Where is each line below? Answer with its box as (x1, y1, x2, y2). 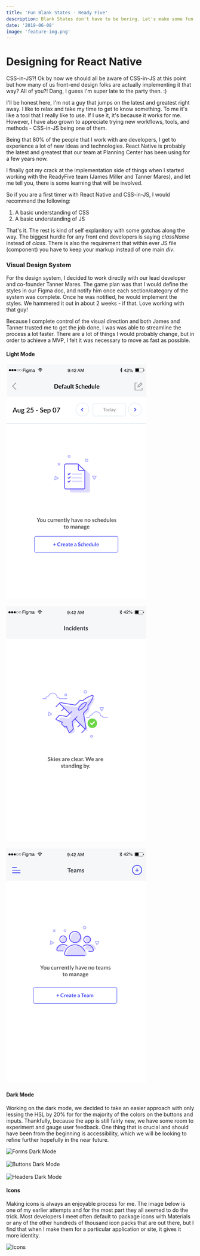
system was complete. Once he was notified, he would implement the (6, 294, 177, 301)
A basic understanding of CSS (14, 209, 90, 216)
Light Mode (6, 350, 35, 358)
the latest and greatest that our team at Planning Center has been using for (6, 149, 190, 156)
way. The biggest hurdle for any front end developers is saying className (6, 233, 190, 240)
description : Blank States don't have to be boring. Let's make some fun (6, 16, 194, 22)
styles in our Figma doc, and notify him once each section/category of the (6, 287, 189, 294)
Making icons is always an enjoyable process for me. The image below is (6, 1200, 186, 1208)
